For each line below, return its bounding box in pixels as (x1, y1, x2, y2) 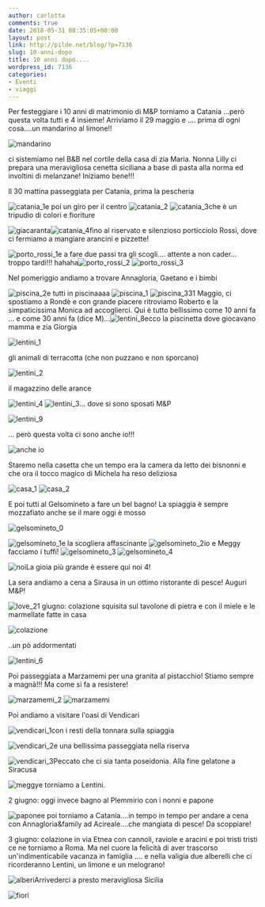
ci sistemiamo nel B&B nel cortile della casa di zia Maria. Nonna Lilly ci (8, 154, 237, 164)
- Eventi (8, 78, 37, 86)
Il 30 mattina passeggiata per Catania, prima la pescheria (8, 187, 195, 196)
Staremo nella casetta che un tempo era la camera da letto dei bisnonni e (8, 460, 247, 470)
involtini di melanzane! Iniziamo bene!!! (8, 171, 134, 181)
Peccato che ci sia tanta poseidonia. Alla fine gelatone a (53, 756, 236, 766)
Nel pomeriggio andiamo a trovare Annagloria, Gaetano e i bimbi (8, 273, 218, 283)
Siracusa (8, 765, 37, 775)
